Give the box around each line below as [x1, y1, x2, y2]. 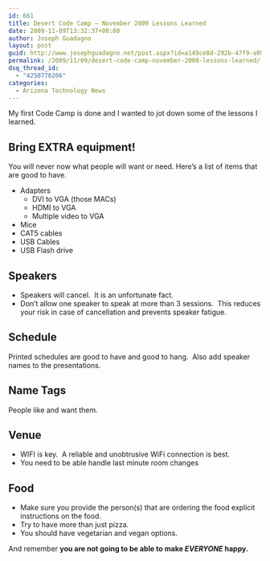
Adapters [19, 186, 51, 195]
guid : [8, 49, 27, 57]
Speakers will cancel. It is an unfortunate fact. [19, 290, 174, 300]
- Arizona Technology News [15, 86, 106, 95]
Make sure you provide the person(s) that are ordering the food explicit [19, 503, 256, 513]
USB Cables [19, 237, 60, 247]
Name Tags [8, 383, 67, 398]
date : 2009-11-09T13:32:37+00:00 [8, 27, 121, 35]
